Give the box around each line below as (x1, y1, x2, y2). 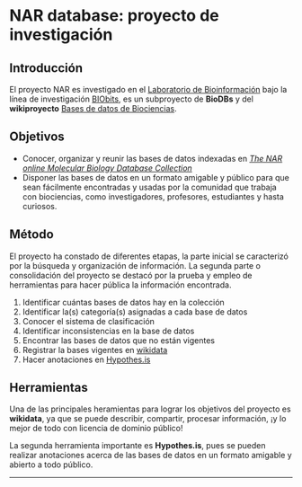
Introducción (9, 60, 84, 75)
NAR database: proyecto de (9, 5, 219, 26)
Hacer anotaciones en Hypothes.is (22, 354, 151, 365)
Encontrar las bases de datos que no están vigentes (22, 334, 216, 346)
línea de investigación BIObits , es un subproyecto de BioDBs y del (9, 93, 254, 104)
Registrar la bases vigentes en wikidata (22, 344, 168, 355)
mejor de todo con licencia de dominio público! (9, 423, 183, 434)
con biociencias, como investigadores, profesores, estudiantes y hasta (22, 190, 285, 202)
